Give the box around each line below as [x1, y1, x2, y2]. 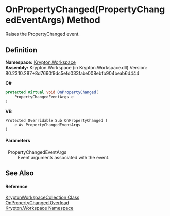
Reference [5, 183, 28, 189]
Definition [5, 46, 37, 54]
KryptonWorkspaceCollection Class [5, 194, 80, 201]
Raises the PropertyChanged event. [5, 31, 80, 37]
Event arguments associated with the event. [18, 154, 110, 160]
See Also [5, 169, 34, 177]
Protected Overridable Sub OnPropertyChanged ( [5, 118, 108, 123]
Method [66, 14, 100, 26]
